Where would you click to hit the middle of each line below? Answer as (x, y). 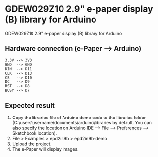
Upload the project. (32, 144)
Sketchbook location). (34, 133)
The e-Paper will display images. (45, 149)
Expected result (30, 105)
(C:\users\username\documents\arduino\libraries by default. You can (82, 122)
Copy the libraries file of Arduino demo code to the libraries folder (79, 118)
